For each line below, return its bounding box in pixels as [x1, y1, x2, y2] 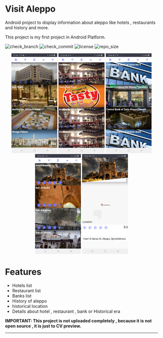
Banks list [12, 293, 32, 299]
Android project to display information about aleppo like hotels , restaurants [5, 19, 156, 25]
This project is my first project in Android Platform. [5, 34, 106, 40]
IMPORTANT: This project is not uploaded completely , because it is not [5, 318, 152, 323]
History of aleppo [12, 298, 47, 304]
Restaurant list [12, 287, 41, 293]
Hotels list [12, 282, 33, 288]
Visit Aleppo [5, 3, 56, 15]
